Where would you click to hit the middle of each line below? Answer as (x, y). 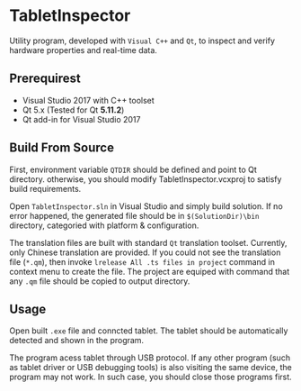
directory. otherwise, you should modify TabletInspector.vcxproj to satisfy (146, 179)
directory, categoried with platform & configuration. (104, 225)
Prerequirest (45, 79)
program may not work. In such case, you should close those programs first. (150, 377)
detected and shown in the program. (77, 341)
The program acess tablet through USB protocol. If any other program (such (150, 358)
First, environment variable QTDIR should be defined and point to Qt (133, 169)
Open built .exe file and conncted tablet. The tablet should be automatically (149, 331)
